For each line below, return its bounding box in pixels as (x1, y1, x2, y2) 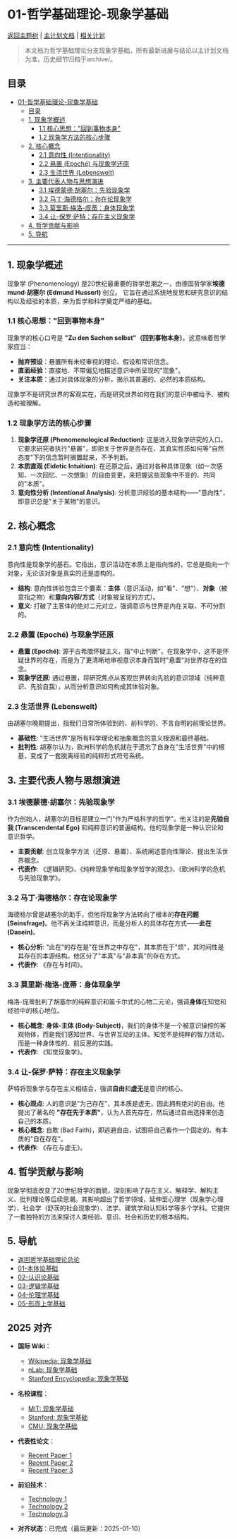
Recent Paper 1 (28, 1451, 72, 1460)
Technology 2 (28, 1502, 68, 1511)
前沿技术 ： (17, 1480, 49, 1489)
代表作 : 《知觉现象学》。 (17, 1047, 87, 1056)
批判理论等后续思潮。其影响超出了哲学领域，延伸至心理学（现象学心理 (19, 1195, 224, 1203)
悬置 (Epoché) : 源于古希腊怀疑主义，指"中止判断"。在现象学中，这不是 (17, 647, 223, 656)
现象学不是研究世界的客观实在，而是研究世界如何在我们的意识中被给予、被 (7, 389, 224, 399)
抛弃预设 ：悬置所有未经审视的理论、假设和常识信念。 (17, 357, 173, 365)
